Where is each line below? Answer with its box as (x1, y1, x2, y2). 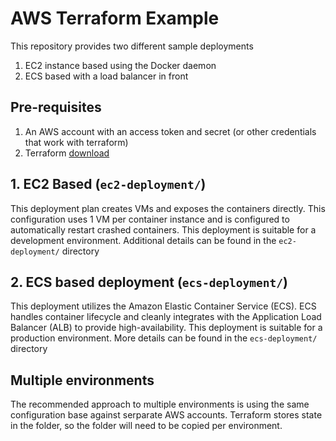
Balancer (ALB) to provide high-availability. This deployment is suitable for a (10, 322, 323, 334)
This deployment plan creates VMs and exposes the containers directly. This (10, 202, 326, 214)
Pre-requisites (10, 99, 102, 116)
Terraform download (24, 147, 110, 159)
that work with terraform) (24, 136, 129, 148)
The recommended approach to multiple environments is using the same (10, 398, 310, 411)
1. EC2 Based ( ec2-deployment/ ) (10, 176, 207, 193)
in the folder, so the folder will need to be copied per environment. (10, 420, 283, 432)
